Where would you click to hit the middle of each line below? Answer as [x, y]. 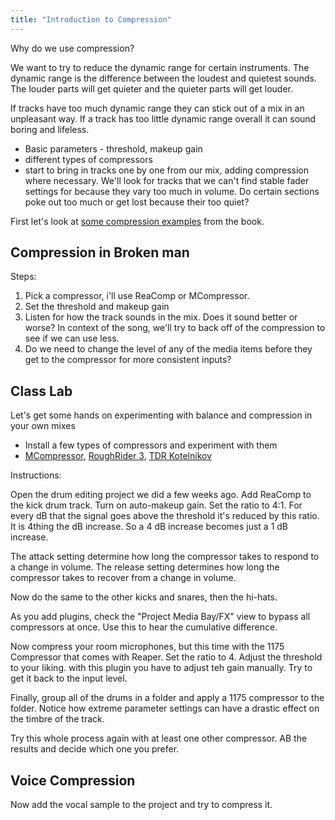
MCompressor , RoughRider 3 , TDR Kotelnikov [118, 456]
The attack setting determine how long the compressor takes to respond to [165, 557]
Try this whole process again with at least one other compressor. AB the [159, 738]
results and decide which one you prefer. [95, 749]
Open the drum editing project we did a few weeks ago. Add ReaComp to [161, 495]
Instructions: [36, 475]
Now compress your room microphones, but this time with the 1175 [147, 647]
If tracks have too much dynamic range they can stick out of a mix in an [157, 108]
